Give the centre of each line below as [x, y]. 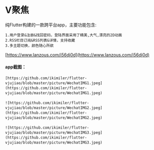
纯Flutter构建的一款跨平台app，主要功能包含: [51, 25]
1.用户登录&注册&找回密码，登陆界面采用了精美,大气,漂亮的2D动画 [64, 35]
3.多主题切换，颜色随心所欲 [30, 46]
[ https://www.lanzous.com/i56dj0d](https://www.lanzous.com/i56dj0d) [77, 54]
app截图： [16, 67]
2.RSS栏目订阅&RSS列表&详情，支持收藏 [40, 40]
